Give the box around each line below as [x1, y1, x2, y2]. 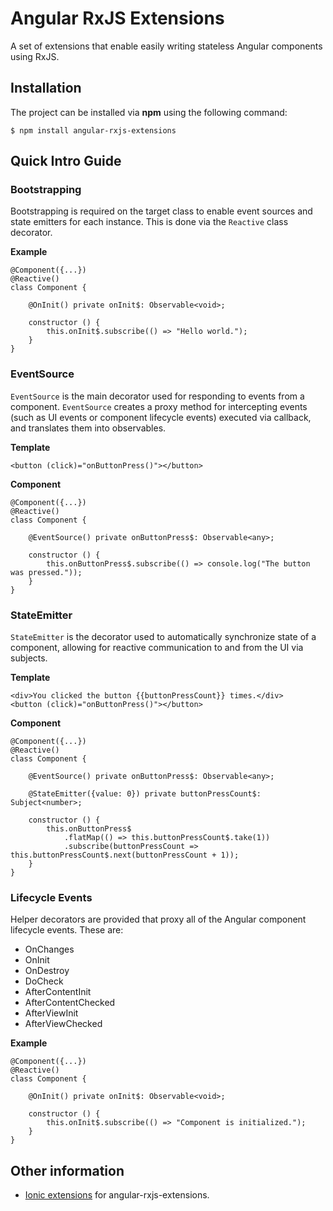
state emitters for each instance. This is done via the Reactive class [10, 216, 289, 228]
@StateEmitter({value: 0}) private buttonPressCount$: [28, 789, 262, 799]
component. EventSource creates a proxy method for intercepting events [10, 400, 308, 412]
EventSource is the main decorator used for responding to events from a [10, 390, 305, 402]
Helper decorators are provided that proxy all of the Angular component [10, 913, 307, 926]
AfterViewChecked [24, 1018, 103, 1030]
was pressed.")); [10, 567, 83, 577]
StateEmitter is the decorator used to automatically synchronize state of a [10, 631, 317, 643]
